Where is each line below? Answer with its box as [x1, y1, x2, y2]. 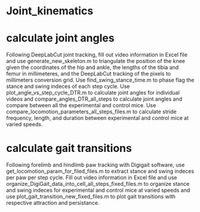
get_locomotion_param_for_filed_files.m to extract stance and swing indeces [6, 168, 195, 175]
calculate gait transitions [6, 142, 133, 155]
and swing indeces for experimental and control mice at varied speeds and [6, 186, 190, 194]
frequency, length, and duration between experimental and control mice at [6, 114, 189, 121]
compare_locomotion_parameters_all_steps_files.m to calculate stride [6, 108, 177, 116]
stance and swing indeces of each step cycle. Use [6, 83, 130, 90]
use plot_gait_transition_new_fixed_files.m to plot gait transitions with [6, 193, 176, 200]
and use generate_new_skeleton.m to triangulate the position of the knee [6, 58, 186, 65]
